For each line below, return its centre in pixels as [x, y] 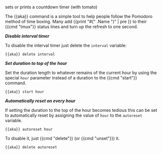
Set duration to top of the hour [36, 63]
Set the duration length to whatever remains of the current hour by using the [81, 73]
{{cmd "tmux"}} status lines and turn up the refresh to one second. [72, 27]
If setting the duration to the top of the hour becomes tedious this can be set [81, 110]
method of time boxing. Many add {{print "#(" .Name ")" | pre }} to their [76, 22]
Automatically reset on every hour [40, 101]
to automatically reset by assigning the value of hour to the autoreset [74, 115]
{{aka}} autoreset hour [29, 129]
